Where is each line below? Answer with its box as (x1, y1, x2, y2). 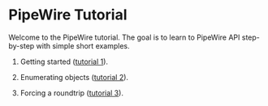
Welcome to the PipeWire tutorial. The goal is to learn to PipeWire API (8, 32, 240, 42)
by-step (8, 40, 35, 50)
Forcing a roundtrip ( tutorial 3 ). (19, 87, 124, 98)
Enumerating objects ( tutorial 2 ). (19, 72, 128, 82)
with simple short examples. (36, 40, 130, 50)
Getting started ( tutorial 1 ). (19, 57, 108, 66)
